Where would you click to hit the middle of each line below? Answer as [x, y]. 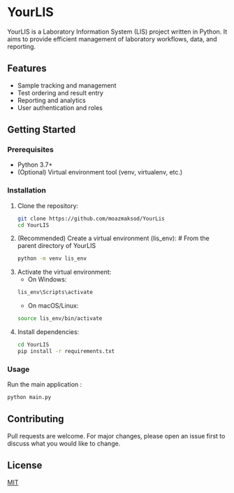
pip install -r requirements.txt [66, 351]
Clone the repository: [48, 206]
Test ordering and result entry [60, 92]
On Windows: [47, 279]
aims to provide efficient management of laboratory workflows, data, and [112, 39]
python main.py [29, 397]
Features [27, 68]
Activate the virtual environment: [64, 272]
